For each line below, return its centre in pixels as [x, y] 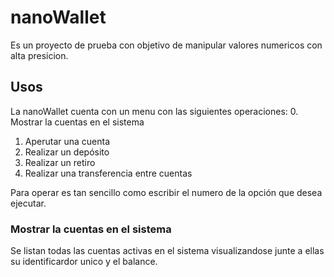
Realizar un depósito [67, 152]
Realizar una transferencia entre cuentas [108, 173]
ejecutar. [28, 203]
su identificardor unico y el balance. [84, 262]
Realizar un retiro [60, 162]
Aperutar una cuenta [67, 141]
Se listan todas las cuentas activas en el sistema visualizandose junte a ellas [167, 251]
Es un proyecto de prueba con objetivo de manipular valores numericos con [166, 45]
